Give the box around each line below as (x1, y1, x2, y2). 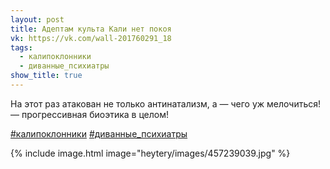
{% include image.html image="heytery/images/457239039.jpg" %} (10, 147, 291, 159)
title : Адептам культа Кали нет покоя (10, 24, 172, 34)
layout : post (10, 14, 65, 25)
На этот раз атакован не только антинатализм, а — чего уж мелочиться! (10, 97, 322, 110)
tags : (10, 42, 33, 53)
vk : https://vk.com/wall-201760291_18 (10, 33, 172, 43)
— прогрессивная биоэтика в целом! (10, 108, 169, 120)
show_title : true (10, 71, 83, 81)
